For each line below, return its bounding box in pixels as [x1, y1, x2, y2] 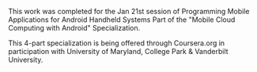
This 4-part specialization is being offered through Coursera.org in [8, 38, 225, 48]
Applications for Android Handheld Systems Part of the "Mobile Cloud [8, 15, 236, 24]
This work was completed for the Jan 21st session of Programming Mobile [8, 7, 251, 16]
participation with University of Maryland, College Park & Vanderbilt [8, 47, 229, 56]
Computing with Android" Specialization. [8, 23, 141, 32]
